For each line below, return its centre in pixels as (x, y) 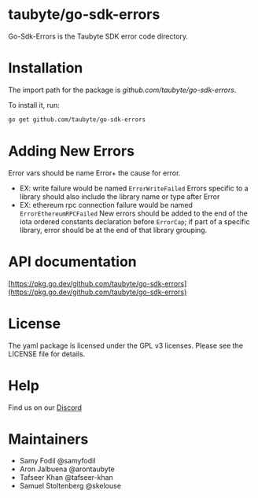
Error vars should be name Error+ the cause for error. (94, 173)
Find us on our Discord (45, 408)
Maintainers (48, 439)
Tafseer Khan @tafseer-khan (66, 478)
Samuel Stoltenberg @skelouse (70, 486)
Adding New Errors (72, 151)
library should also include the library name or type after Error (120, 196)
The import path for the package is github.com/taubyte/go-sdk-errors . (122, 90)
